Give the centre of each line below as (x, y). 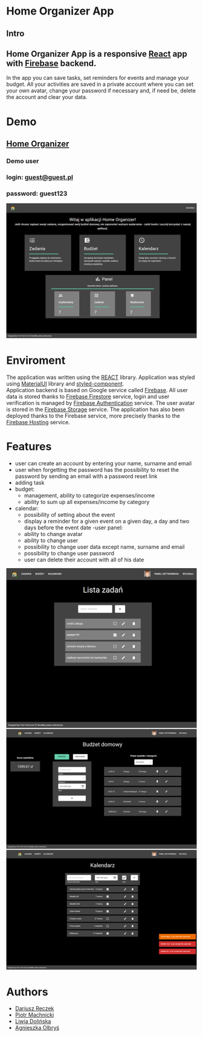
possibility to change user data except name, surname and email (105, 547)
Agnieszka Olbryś (37, 1028)
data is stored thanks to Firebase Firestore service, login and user (88, 396)
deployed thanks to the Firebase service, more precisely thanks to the (93, 416)
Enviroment (36, 360)
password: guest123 (37, 193)
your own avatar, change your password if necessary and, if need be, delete (101, 91)
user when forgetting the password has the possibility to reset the (97, 470)
